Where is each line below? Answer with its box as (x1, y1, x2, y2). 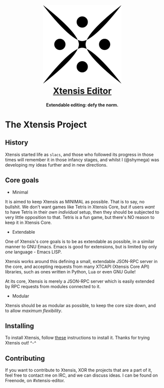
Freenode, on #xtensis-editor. (5, 378, 65, 384)
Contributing (5, 354, 45, 363)
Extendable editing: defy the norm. (46, 102, 119, 108)
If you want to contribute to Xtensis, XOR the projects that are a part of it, (5, 367, 152, 373)
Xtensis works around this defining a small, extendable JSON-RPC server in (5, 258, 158, 264)
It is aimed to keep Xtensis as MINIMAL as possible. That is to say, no (5, 198, 145, 204)
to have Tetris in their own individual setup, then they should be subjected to (5, 209, 160, 215)
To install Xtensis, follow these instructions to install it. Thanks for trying (5, 335, 150, 340)
